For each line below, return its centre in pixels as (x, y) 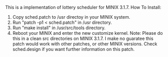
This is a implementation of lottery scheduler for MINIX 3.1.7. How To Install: (83, 7)
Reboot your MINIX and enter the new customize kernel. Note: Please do (88, 33)
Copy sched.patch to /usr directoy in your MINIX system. (71, 17)
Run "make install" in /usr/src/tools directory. (59, 28)
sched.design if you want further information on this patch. (73, 49)
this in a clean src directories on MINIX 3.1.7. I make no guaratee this (83, 38)
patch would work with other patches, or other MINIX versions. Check (85, 44)
